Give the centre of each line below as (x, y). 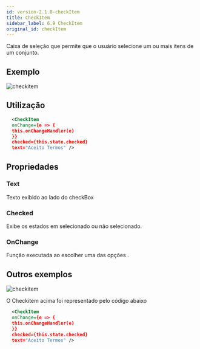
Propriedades (32, 167)
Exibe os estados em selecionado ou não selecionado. (74, 226)
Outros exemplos (39, 274)
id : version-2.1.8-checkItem (43, 12)
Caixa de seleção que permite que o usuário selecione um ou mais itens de (100, 46)
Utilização (26, 105)
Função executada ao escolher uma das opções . (68, 255)
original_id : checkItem (36, 29)
